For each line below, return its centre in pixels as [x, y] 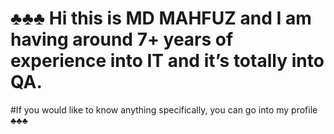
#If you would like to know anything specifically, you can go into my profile [164, 109]
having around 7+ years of [122, 39]
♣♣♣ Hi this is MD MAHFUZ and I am [161, 18]
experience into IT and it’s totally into [167, 61]
